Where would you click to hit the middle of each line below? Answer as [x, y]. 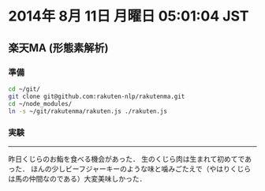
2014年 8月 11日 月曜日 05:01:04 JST [129, 16]
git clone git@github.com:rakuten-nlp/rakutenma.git [97, 96]
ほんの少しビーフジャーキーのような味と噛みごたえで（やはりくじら [140, 169]
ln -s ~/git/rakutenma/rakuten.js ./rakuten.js [88, 111]
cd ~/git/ [24, 89]
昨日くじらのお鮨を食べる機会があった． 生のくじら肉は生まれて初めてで [127, 159]
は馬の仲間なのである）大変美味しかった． [77, 178]
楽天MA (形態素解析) [58, 48]
